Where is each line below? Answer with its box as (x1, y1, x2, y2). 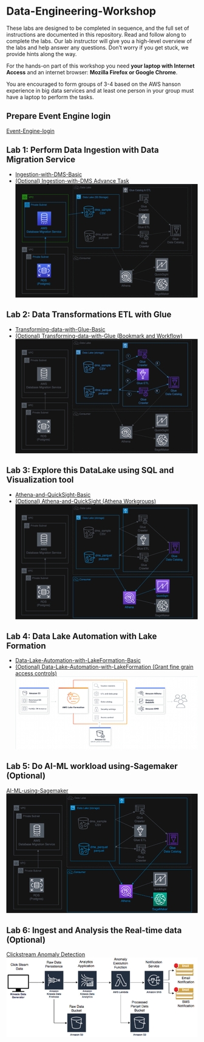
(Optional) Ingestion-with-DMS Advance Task (15, 177, 129, 184)
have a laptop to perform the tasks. (6, 93, 94, 101)
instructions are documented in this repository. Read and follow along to (6, 30, 186, 38)
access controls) (15, 670, 58, 677)
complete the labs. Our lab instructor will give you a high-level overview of (6, 37, 192, 44)
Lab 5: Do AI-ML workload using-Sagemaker (6, 761, 178, 771)
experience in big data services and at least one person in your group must (6, 87, 194, 94)
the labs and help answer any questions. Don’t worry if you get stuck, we (6, 44, 189, 51)
